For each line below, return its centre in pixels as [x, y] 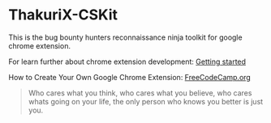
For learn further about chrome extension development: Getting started [127, 61]
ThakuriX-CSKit [63, 15]
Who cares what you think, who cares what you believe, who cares [140, 93]
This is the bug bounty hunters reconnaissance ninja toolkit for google [125, 37]
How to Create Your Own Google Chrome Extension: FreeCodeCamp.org [130, 77]
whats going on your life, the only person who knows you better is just [146, 101]
